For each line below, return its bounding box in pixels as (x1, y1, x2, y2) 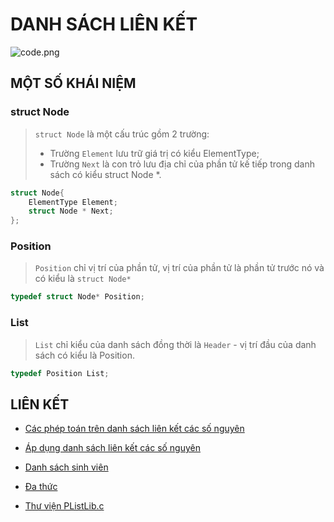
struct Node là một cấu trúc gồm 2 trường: (34, 128, 210, 140)
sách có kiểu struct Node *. (49, 168, 162, 180)
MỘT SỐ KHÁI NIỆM (10, 75, 137, 92)
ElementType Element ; (28, 197, 118, 207)
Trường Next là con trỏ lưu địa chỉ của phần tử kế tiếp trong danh (49, 158, 315, 170)
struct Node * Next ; (28, 206, 114, 217)
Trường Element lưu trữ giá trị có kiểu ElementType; (49, 147, 260, 159)
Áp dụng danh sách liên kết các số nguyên (24, 442, 202, 454)
